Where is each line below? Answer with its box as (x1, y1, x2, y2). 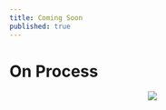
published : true (9, 22, 71, 31)
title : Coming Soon (9, 13, 83, 23)
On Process (9, 61, 99, 82)
